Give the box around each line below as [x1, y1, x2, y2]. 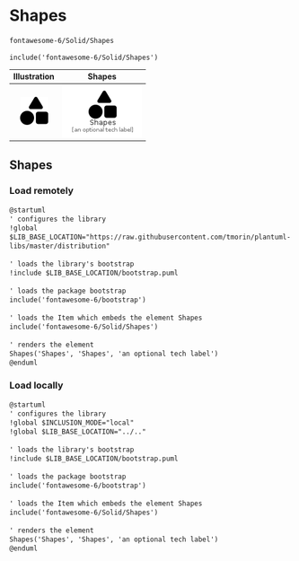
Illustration [13, 71, 56, 82]
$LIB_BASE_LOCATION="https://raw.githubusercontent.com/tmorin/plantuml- [9, 232, 292, 241]
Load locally [9, 379, 64, 391]
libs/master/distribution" [9, 241, 110, 250]
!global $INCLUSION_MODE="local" [9, 418, 135, 427]
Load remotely [9, 184, 75, 197]
